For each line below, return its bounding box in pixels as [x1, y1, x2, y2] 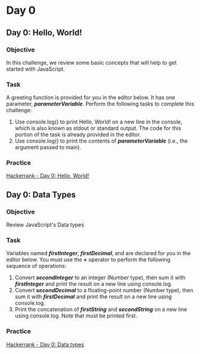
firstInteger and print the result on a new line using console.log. [14, 280, 173, 288]
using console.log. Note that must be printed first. [14, 312, 137, 319]
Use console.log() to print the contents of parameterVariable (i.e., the [14, 137, 188, 144]
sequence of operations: [6, 262, 67, 270]
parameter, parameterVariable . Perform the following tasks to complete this [6, 100, 195, 108]
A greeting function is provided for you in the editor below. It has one [6, 94, 176, 101]
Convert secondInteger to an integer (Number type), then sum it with [14, 274, 186, 282]
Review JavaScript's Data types [6, 221, 85, 228]
